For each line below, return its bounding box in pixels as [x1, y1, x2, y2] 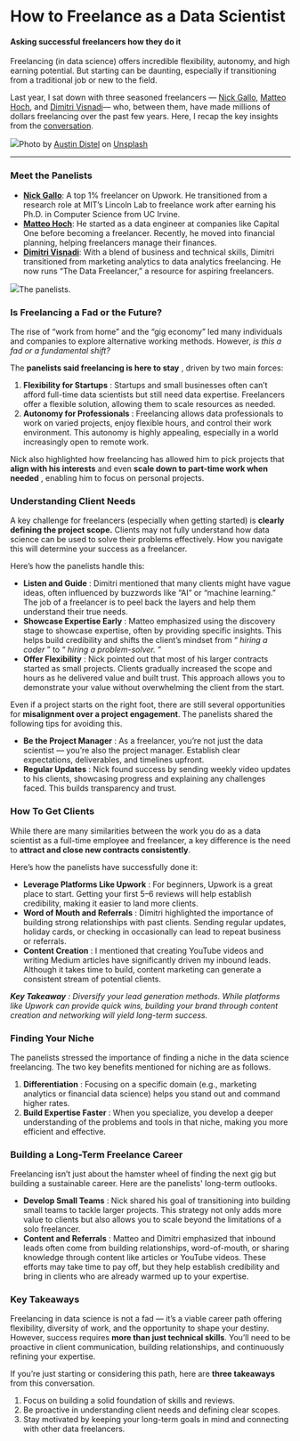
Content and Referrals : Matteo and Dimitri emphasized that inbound [22, 1233, 277, 1244]
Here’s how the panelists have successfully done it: [10, 861, 199, 872]
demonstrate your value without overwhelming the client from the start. [22, 682, 285, 693]
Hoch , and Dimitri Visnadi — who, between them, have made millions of [10, 102, 271, 112]
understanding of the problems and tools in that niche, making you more [22, 1116, 288, 1128]
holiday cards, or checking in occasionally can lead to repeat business [22, 926, 281, 937]
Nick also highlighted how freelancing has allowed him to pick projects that [10, 453, 285, 464]
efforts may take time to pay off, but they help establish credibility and [22, 1262, 280, 1273]
